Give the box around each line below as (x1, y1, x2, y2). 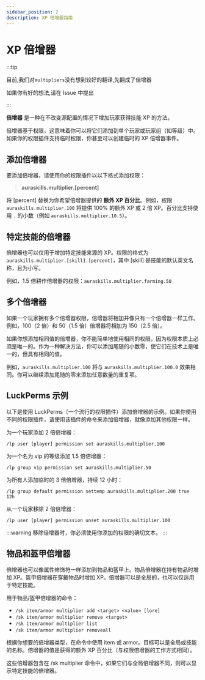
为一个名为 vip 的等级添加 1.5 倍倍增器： (6, 452, 107, 460)
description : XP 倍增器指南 (6, 15, 73, 21)
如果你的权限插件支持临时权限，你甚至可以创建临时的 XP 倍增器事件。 (6, 135, 182, 142)
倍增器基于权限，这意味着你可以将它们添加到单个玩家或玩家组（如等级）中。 (6, 127, 199, 135)
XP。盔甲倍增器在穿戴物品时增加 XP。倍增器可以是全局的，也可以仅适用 (13, 574, 195, 581)
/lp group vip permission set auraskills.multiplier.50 (6, 465, 151, 471)
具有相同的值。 (27, 350, 65, 357)
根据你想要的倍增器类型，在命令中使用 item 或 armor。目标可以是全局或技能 (6, 638, 197, 646)
